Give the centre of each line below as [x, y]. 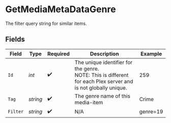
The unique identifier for [104, 62]
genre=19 [151, 112]
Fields [15, 39]
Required [59, 53]
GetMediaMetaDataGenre [61, 9]
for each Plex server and [104, 81]
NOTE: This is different [102, 75]
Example [151, 53]
